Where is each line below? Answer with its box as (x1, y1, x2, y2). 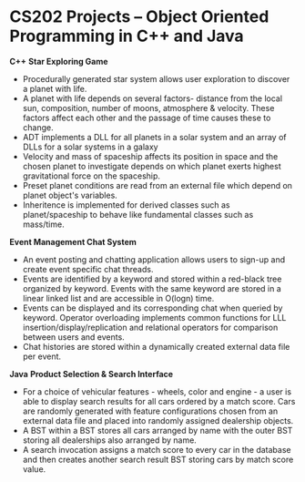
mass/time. (22, 219, 66, 230)
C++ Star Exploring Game (9, 56, 108, 67)
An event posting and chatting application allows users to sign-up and (22, 253, 286, 265)
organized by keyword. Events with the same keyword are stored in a (22, 282, 282, 293)
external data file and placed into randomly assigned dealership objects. (22, 415, 294, 426)
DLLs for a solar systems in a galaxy (22, 141, 158, 152)
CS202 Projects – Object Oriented (9, 6, 269, 27)
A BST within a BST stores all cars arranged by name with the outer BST (22, 425, 293, 436)
